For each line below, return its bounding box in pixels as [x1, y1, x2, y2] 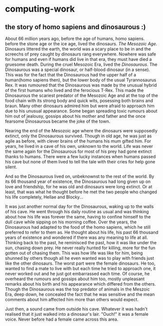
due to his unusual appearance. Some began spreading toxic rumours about [5, 108, 158, 114]
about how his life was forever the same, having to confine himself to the [5, 214, 151, 219]
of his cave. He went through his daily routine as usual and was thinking [5, 209, 149, 215]
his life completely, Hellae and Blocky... [5, 194, 84, 200]
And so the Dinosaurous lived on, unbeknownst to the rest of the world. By [5, 174, 154, 179]
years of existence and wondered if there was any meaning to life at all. [5, 235, 148, 240]
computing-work [5, 3, 75, 15]
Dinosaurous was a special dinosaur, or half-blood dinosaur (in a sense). [5, 67, 150, 72]
